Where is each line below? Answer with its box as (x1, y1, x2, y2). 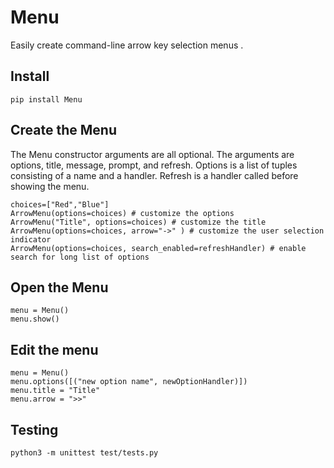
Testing (10, 421, 59, 438)
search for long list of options (10, 252, 150, 262)
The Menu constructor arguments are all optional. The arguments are (10, 148, 295, 160)
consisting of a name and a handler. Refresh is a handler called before (10, 169, 299, 181)
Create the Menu (10, 122, 117, 139)
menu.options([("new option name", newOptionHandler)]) (10, 377, 248, 387)
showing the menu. (10, 180, 90, 192)
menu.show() (10, 314, 60, 325)
